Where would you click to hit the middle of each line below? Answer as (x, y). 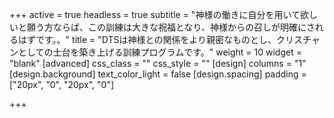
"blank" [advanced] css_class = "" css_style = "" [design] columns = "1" (158, 63)
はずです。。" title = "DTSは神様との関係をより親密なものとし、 (147, 39)
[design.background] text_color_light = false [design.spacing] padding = (158, 74)
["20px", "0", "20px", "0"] (62, 84)
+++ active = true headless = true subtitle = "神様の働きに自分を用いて (155, 14)
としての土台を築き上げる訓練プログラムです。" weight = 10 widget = (159, 52)
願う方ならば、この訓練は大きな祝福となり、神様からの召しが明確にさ (171, 27)
